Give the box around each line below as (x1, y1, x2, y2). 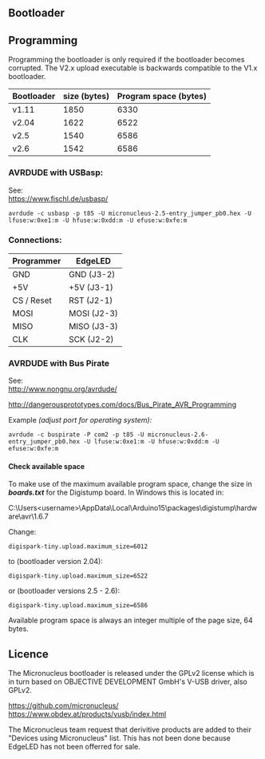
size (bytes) (62, 91, 110, 102)
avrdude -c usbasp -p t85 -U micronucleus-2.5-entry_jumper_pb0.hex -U (8, 209, 251, 217)
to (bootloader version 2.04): (8, 557, 104, 566)
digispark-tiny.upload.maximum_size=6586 (8, 602, 148, 610)
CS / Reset (12, 295, 52, 306)
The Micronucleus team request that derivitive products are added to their (8, 725, 251, 734)
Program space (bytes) (117, 91, 208, 102)
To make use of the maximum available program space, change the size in (8, 479, 253, 489)
